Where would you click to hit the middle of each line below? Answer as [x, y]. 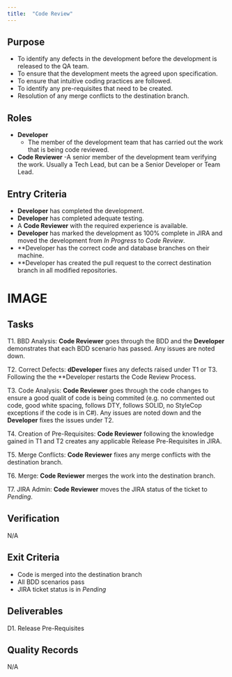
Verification [33, 519]
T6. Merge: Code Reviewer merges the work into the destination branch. [111, 476]
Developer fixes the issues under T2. [61, 420]
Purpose [26, 42]
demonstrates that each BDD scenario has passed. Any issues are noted [111, 349]
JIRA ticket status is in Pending [62, 589]
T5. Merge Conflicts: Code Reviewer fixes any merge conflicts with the [109, 455]
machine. [31, 255]
